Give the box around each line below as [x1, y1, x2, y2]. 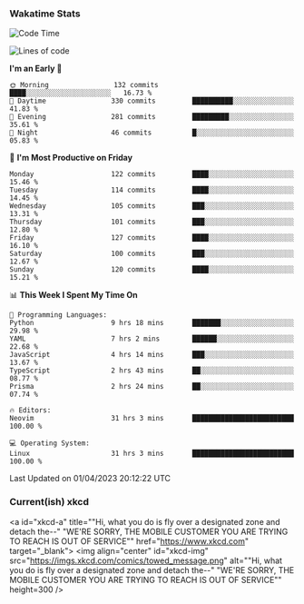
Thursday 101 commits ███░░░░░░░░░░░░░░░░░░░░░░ [9, 217, 295, 227]
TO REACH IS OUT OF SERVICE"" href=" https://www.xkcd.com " [9, 535, 250, 547]
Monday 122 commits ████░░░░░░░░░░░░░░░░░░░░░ [9, 170, 295, 179]
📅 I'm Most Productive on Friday [9, 153, 133, 163]
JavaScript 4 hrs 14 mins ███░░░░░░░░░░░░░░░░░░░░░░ [9, 351, 295, 360]
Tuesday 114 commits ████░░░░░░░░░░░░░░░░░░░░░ [9, 185, 295, 195]
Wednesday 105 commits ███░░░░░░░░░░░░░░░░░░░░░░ [9, 202, 295, 211]
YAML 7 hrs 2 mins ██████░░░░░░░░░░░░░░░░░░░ [9, 334, 295, 343]
